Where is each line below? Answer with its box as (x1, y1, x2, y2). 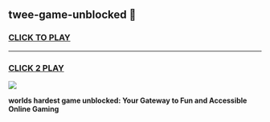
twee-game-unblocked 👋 (8, 8, 137, 22)
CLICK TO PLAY (8, 32, 71, 43)
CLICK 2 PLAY (8, 62, 64, 73)
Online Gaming (8, 104, 59, 113)
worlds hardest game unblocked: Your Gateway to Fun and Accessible (8, 96, 247, 105)
